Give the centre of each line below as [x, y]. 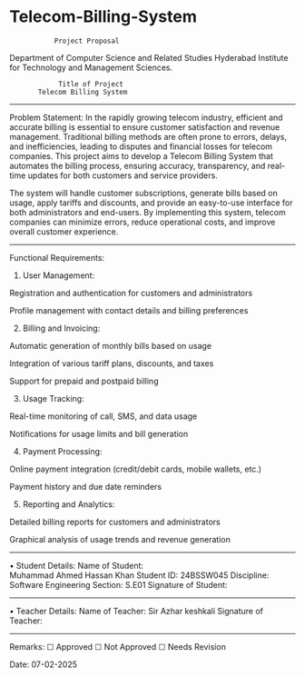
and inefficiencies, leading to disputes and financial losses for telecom [141, 146]
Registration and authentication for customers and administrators [131, 293]
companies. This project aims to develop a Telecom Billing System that [142, 155]
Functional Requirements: [57, 257]
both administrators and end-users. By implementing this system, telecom [148, 212]
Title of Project [91, 84]
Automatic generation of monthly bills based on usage [110, 345]
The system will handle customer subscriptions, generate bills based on [144, 193]
